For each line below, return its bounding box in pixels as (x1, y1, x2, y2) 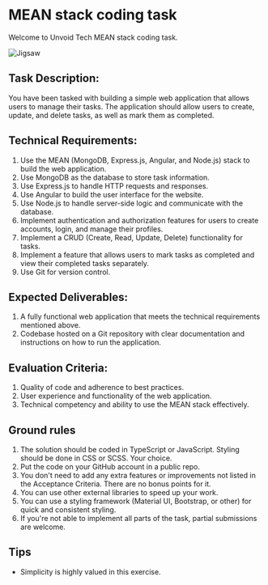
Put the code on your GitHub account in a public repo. (19, 462, 201, 471)
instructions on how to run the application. (19, 337, 162, 347)
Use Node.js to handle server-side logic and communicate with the (19, 198, 244, 208)
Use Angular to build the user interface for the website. (19, 189, 204, 199)
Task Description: (8, 71, 100, 86)
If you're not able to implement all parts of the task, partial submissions (19, 514, 257, 523)
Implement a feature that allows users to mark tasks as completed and (19, 249, 255, 260)
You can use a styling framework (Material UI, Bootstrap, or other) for (19, 496, 252, 506)
